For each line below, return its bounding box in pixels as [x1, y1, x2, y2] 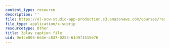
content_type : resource [5, 7, 56, 12]
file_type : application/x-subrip [5, 21, 76, 26]
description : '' [5, 12, 39, 17]
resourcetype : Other [5, 26, 49, 31]
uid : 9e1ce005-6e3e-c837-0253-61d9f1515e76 [5, 35, 99, 40]
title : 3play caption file [5, 30, 62, 35]
